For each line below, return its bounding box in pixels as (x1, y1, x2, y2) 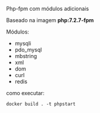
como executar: (6, 90, 45, 96)
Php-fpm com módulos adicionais (6, 5, 89, 12)
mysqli (14, 40, 32, 47)
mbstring (14, 53, 37, 59)
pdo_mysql (14, 46, 42, 53)
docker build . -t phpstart (6, 101, 76, 107)
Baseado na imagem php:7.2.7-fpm (6, 17, 94, 23)
